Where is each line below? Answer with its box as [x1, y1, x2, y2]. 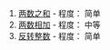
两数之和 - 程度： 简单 [17, 8, 102, 18]
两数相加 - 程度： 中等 [17, 19, 102, 30]
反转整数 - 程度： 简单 [17, 31, 102, 41]
